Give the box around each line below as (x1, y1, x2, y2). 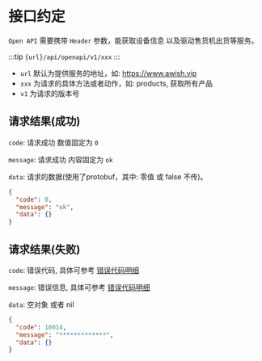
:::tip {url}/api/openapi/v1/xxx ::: (8, 52, 120, 61)
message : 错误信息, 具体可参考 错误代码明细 (8, 282, 151, 292)
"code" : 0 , (15, 195, 53, 204)
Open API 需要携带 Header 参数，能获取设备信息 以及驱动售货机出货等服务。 (8, 36, 259, 45)
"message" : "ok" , (15, 203, 74, 211)
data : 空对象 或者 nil (8, 300, 74, 309)
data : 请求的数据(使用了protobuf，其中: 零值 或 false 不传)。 (8, 171, 208, 182)
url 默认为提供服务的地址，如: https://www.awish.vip (19, 68, 197, 78)
